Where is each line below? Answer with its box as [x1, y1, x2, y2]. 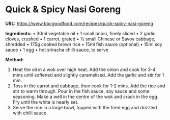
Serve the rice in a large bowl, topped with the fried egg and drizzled [12, 104, 157, 110]
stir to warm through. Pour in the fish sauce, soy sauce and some [12, 88, 150, 94]
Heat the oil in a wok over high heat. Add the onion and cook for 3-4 [12, 66, 156, 73]
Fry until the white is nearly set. [12, 99, 79, 105]
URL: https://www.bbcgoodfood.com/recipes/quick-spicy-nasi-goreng [5, 20, 154, 27]
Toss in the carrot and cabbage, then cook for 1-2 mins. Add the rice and [12, 83, 165, 89]
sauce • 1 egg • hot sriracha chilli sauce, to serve [5, 46, 108, 53]
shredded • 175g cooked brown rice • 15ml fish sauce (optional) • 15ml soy [5, 41, 162, 47]
